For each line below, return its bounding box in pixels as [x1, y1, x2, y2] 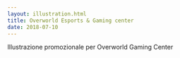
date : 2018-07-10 [7, 23, 59, 30]
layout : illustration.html [7, 10, 87, 18]
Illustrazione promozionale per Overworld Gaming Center [7, 43, 174, 52]
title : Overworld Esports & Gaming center [7, 17, 134, 24]
